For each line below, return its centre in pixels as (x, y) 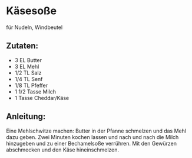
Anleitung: (26, 117)
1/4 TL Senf (29, 79)
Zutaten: (22, 46)
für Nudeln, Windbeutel (34, 27)
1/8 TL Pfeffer (31, 85)
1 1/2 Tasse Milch (35, 91)
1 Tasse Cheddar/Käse (42, 98)
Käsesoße (32, 11)
